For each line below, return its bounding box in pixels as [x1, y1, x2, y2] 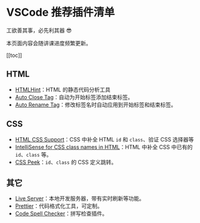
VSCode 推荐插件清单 [6, 5, 115, 19]
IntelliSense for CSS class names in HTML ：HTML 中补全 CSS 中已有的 [15, 143, 193, 150]
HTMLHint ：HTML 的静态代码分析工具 [15, 86, 111, 93]
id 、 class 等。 [15, 150, 52, 158]
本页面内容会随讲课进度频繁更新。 [6, 39, 92, 47]
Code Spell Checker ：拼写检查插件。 [15, 210, 108, 218]
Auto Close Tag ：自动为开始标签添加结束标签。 [15, 93, 133, 100]
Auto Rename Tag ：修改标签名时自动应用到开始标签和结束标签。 [15, 101, 177, 108]
